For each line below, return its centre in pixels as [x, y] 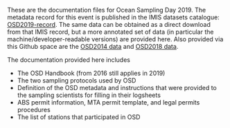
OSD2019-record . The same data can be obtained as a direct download [109, 24]
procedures [34, 110]
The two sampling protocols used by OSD [77, 81]
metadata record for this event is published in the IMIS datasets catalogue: [113, 17]
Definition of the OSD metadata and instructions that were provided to [117, 88]
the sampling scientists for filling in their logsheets [89, 95]
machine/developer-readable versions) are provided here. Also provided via [115, 39]
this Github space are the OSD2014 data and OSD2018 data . [93, 46]
